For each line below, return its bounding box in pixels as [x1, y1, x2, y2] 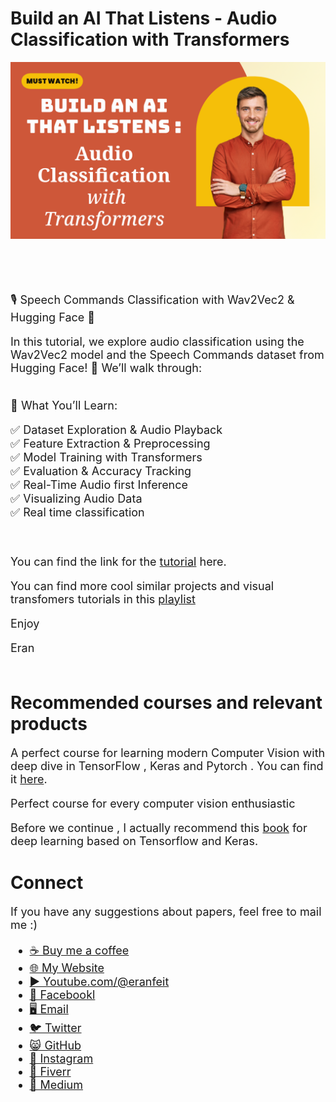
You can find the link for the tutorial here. [10, 554, 227, 569]
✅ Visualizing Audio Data [10, 491, 143, 506]
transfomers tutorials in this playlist [10, 592, 196, 606]
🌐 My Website [29, 960, 105, 975]
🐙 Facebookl [29, 987, 96, 1002]
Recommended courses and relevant [10, 692, 323, 714]
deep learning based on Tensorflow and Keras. [10, 833, 259, 848]
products [10, 713, 88, 736]
